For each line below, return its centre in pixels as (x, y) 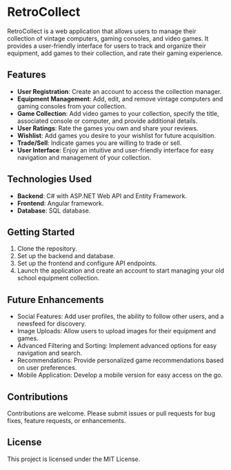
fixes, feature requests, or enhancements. (67, 421)
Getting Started (41, 232)
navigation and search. (50, 353)
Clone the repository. (47, 248)
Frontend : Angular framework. (60, 203)
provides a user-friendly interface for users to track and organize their (107, 46)
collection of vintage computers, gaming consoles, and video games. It (108, 38)
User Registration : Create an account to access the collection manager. (119, 91)
